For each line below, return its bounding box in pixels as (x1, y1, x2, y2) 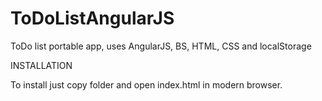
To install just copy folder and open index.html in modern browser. (10, 78, 283, 91)
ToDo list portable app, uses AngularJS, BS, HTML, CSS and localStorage (10, 40, 312, 52)
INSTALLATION (10, 59, 73, 71)
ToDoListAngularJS (10, 7, 175, 30)
